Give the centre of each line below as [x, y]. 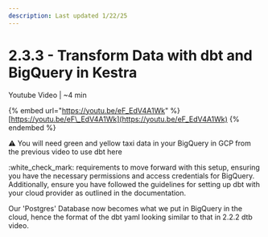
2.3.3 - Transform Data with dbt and [131, 55]
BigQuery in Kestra [73, 72]
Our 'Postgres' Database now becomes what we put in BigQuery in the [126, 208]
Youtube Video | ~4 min [47, 95]
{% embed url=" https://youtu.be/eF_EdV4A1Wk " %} [95, 110]
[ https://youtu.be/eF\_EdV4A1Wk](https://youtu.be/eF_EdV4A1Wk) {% [124, 119]
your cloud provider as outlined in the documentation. [97, 193]
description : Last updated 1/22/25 [68, 16]
